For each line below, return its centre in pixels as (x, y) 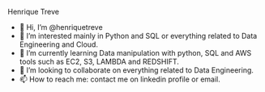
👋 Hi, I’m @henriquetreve (61, 27)
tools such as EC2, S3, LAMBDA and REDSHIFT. (99, 61)
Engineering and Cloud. (59, 44)
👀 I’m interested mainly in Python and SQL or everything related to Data (138, 36)
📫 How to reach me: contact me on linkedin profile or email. (120, 79)
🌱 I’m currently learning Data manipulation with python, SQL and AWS (135, 53)
